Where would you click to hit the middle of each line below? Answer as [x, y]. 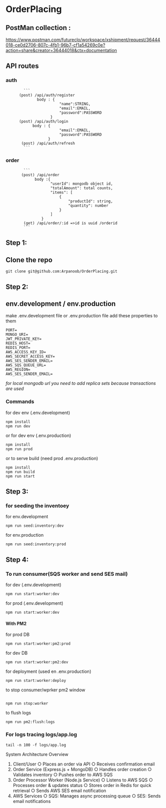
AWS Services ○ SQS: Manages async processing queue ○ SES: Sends [87, 796]
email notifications [32, 801]
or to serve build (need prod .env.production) [52, 458]
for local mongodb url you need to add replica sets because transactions [81, 383]
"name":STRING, [75, 104]
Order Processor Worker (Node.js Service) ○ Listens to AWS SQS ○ [83, 780]
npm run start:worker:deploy [36, 681]
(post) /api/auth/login [44, 121]
